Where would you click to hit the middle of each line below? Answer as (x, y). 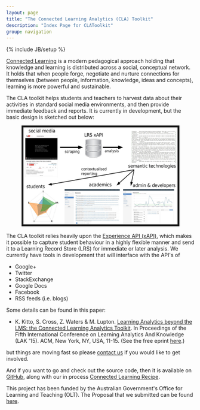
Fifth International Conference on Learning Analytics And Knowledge (99, 334)
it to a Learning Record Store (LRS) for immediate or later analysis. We (92, 249)
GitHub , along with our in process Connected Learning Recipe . (83, 377)
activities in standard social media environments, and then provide (88, 104)
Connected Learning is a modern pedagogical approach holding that (90, 61)
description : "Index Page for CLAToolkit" (60, 25)
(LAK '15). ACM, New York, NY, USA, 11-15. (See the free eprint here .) (100, 341)
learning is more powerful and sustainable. (59, 86)
